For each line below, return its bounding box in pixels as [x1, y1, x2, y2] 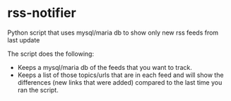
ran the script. [17, 85, 59, 94]
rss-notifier [7, 5, 76, 21]
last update [7, 35, 40, 44]
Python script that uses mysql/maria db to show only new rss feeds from [7, 28, 219, 37]
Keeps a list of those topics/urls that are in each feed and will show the [17, 71, 224, 79]
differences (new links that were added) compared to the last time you [17, 78, 223, 86]
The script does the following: [7, 49, 94, 58]
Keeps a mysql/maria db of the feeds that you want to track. [17, 63, 193, 71]
